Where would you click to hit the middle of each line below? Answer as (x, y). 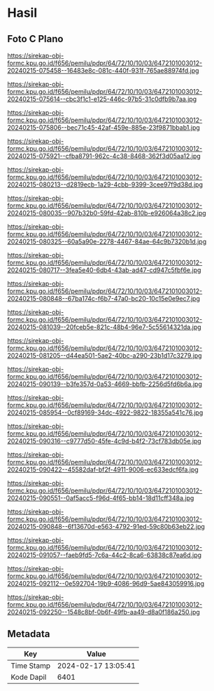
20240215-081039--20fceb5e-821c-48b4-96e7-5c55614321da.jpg (104, 327)
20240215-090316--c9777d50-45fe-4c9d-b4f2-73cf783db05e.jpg (104, 441)
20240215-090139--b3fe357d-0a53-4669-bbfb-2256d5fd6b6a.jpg (105, 384)
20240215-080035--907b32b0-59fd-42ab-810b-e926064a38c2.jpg (107, 213)
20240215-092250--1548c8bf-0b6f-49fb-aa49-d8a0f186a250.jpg (104, 612)
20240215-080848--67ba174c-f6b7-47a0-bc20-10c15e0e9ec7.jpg (104, 298)
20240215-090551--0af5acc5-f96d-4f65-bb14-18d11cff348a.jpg (101, 498)
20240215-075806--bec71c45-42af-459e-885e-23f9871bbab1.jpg (104, 127)
